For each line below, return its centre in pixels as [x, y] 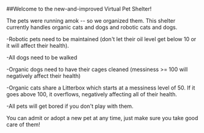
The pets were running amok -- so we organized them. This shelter [91, 21]
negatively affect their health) [43, 76]
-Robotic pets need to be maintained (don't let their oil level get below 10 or [101, 39]
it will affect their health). [38, 46]
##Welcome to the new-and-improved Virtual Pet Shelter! [79, 9]
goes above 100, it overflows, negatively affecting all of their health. [92, 94]
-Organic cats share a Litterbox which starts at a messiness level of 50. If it [101, 88]
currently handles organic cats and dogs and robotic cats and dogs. [92, 27]
